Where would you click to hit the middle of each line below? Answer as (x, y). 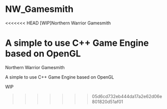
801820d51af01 (107, 102)
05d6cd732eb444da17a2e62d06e (127, 96)
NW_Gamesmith (39, 9)
